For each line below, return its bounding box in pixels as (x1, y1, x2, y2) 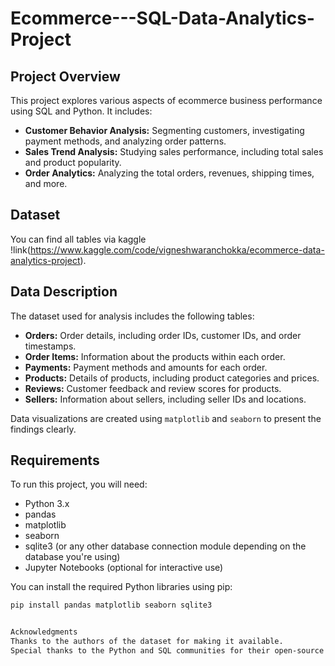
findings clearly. (10, 423, 77, 435)
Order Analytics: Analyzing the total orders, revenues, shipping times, (24, 167, 315, 179)
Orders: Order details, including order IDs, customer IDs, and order (24, 329, 302, 341)
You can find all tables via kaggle (10, 233, 147, 245)
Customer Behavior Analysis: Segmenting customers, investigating (24, 125, 305, 136)
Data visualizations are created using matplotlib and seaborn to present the (10, 412, 322, 424)
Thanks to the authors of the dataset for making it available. (10, 637, 284, 647)
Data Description (10, 283, 118, 301)
